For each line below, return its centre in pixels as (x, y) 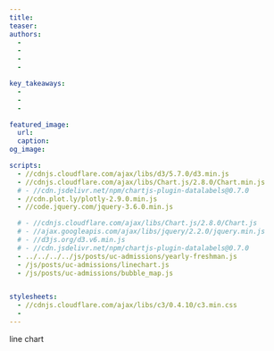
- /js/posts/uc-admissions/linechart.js (93, 264)
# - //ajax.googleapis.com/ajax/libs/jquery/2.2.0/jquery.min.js (141, 232)
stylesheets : (33, 297)
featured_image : (39, 125)
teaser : (24, 26)
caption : (33, 141)
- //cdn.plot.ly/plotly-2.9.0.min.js (87, 199)
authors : (25, 34)
